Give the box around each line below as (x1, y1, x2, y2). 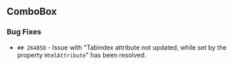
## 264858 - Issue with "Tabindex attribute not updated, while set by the (16, 43, 227, 52)
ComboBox (6, 6, 58, 18)
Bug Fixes (6, 27, 42, 37)
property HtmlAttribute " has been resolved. (16, 50, 147, 59)
